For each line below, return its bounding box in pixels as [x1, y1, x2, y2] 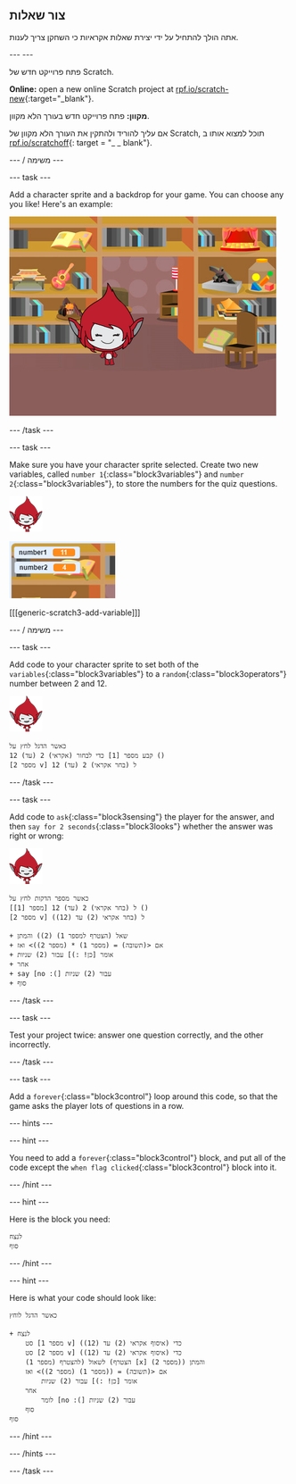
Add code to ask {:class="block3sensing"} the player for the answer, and [9, 811, 275, 821]
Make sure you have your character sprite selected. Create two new [9, 459, 259, 470]
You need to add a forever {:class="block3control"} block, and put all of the [9, 1152, 286, 1163]
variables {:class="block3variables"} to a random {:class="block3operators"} [9, 668, 287, 679]
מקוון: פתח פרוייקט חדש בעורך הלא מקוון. [9, 110, 150, 121]
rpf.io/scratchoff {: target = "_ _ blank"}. [9, 137, 153, 147]
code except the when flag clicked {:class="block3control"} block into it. [9, 1162, 277, 1172]
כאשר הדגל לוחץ [9, 1311, 58, 1320]
